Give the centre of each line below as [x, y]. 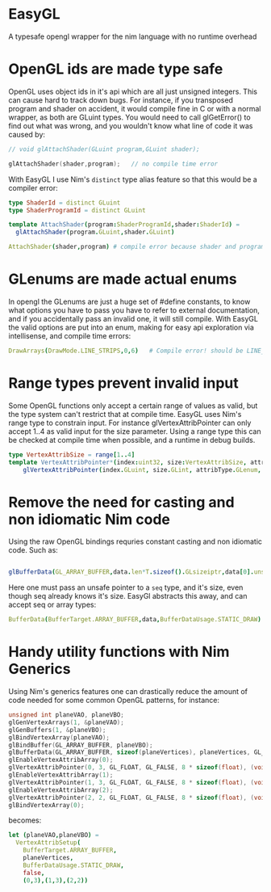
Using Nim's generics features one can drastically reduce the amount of [128, 691]
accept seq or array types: [52, 605]
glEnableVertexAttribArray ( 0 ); [61, 760]
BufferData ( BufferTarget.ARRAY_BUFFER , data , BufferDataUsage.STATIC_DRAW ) [135, 620]
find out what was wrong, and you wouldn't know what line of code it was [131, 125]
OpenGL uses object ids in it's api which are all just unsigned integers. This [133, 91]
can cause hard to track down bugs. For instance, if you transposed [121, 100]
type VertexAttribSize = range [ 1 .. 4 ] [72, 454]
